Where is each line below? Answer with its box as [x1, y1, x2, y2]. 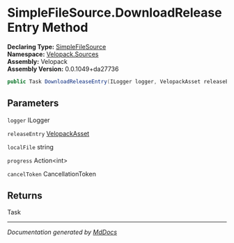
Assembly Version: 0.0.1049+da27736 [7, 65, 119, 73]
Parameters [7, 97, 59, 109]
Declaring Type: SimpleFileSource [7, 42, 107, 51]
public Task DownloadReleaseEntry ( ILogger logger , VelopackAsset [7, 78, 201, 85]
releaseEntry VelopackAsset [7, 129, 90, 137]
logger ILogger [7, 116, 50, 124]
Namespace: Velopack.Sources [7, 50, 99, 58]
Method [42, 19, 88, 35]
